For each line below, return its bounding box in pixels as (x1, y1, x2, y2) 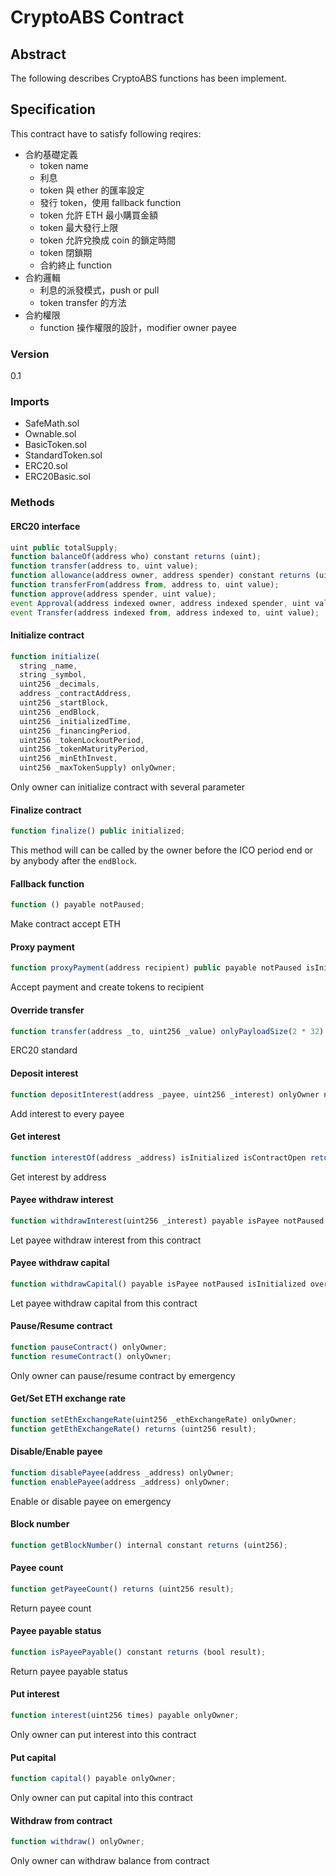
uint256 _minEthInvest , (19, 754, 118, 764)
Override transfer (10, 1004, 85, 1016)
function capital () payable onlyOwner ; (10, 1774, 177, 1784)
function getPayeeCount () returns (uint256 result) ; (10, 1584, 235, 1594)
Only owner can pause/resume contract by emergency (10, 1369, 236, 1381)
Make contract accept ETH (10, 918, 121, 930)
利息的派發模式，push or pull (39, 284, 160, 296)
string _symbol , (19, 670, 87, 680)
